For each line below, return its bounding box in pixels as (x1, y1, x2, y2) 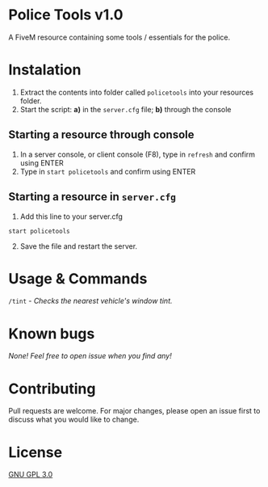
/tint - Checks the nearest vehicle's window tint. (8, 296, 173, 306)
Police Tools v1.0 (8, 6, 124, 24)
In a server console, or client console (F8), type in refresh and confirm (19, 149, 256, 159)
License (8, 443, 63, 461)
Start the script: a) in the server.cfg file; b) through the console (19, 104, 232, 114)
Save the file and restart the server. (19, 241, 138, 251)
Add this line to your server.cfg (19, 212, 124, 221)
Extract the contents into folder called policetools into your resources (19, 87, 254, 97)
